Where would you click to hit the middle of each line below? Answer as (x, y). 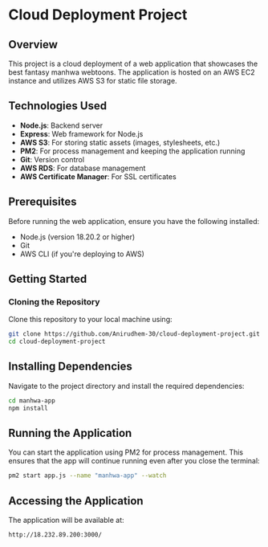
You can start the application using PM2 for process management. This (126, 452)
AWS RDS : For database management (83, 168)
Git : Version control (52, 159)
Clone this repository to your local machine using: (90, 320)
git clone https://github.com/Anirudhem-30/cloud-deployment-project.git (134, 334)
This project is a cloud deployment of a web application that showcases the (133, 63)
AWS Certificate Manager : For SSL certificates (98, 176)
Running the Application (70, 433)
